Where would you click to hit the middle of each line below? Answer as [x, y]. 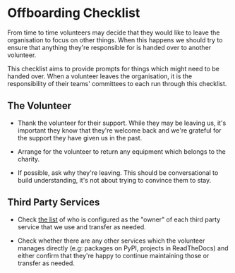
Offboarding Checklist [74, 13]
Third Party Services [54, 202]
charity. [29, 159]
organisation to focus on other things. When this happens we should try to [115, 40]
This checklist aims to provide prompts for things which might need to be [114, 68]
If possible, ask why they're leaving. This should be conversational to [118, 172]
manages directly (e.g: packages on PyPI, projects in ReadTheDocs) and [123, 248]
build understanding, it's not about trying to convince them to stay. [114, 180]
